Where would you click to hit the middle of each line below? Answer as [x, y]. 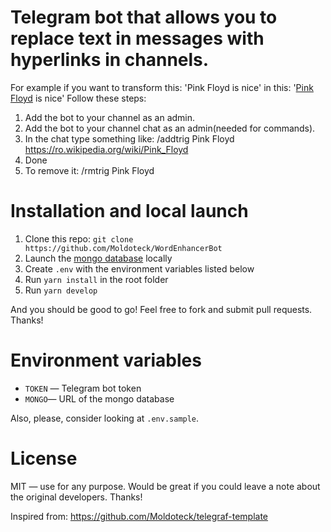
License [44, 458]
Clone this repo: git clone [79, 238]
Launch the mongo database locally [98, 258]
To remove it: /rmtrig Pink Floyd [89, 170]
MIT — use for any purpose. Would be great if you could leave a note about [165, 486]
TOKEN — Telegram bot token [83, 388]
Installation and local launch [129, 211]
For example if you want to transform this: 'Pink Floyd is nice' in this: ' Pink [162, 87]
